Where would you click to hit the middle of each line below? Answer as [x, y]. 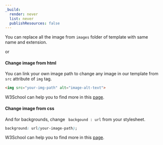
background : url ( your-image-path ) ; [41, 128]
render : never [24, 14]
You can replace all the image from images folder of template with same [77, 37]
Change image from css [30, 108]
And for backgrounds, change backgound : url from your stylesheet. [75, 119]
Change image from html [31, 63]
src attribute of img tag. [29, 79]
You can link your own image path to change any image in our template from [82, 74]
